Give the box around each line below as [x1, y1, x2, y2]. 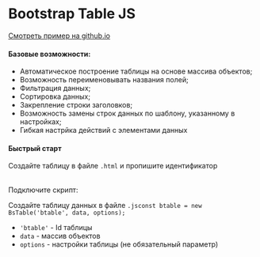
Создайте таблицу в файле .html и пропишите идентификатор [8, 161, 218, 171]
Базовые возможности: [8, 49, 91, 59]
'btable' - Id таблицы [19, 223, 93, 232]
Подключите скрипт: [8, 185, 78, 195]
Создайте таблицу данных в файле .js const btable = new [8, 201, 202, 210]
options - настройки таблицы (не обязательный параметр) [19, 240, 219, 249]
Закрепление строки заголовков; [19, 100, 133, 110]
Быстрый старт [8, 143, 62, 153]
